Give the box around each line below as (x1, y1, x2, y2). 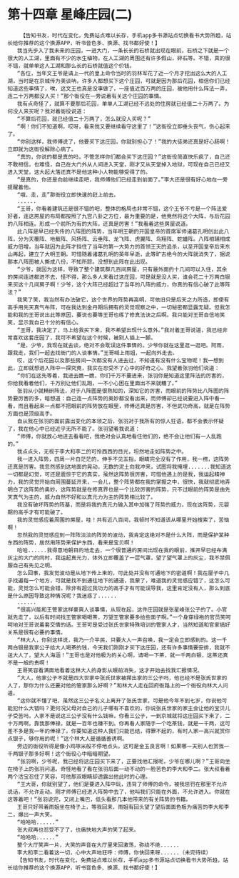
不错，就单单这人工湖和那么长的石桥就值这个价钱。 (7, 62, 136, 69)
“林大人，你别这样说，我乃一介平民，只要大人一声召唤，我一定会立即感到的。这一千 (16, 637, 228, 644)
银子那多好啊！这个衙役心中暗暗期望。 (17, 750, 114, 757)
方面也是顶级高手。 (7, 410, 56, 417)
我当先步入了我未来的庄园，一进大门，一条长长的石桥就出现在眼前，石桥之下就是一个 (16, 47, 230, 54)
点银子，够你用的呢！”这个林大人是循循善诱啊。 (7, 735, 128, 742)
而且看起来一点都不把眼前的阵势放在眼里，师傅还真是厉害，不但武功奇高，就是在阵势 (17, 402, 230, 409)
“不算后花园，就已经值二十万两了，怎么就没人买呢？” (16, 115, 151, 122)
